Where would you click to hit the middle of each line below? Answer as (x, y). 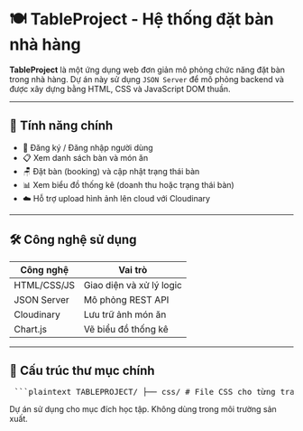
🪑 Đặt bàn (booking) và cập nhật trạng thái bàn (111, 171)
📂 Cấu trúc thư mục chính (82, 370)
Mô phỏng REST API (126, 299)
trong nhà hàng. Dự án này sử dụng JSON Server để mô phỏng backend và (147, 79)
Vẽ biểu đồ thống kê (126, 329)
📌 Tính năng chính (61, 126)
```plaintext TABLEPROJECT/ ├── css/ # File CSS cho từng (145, 392)
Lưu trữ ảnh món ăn (125, 314)
